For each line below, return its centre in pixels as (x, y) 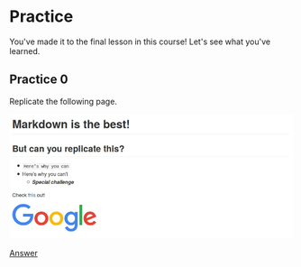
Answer (23, 253)
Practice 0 (39, 80)
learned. (25, 51)
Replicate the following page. (63, 101)
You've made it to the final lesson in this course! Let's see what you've (140, 41)
